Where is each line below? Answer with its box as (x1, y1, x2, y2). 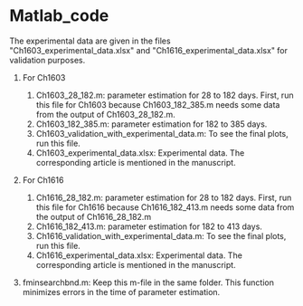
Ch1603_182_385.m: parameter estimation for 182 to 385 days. (35, 119, 268, 129)
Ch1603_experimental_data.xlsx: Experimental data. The (35, 147, 245, 158)
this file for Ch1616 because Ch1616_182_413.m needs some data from (35, 201, 295, 213)
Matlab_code (9, 5, 109, 26)
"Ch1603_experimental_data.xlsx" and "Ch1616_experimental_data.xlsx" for (9, 44, 288, 55)
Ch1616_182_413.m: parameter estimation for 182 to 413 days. (35, 221, 262, 232)
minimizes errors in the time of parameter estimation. (22, 286, 221, 297)
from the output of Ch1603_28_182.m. (35, 109, 175, 120)
